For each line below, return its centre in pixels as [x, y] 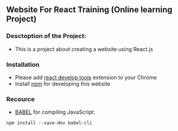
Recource [20, 99]
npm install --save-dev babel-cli [49, 123]
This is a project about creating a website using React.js [84, 49]
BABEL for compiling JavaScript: [55, 112]
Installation [23, 64]
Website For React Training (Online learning [89, 10]
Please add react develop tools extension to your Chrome [86, 77]
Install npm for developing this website [63, 83]
